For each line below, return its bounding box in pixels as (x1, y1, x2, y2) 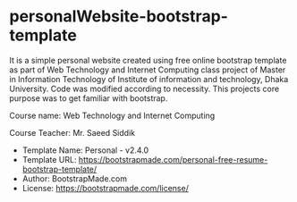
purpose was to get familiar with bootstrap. (9, 92, 168, 104)
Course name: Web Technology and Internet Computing (9, 110, 216, 121)
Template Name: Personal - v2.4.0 (21, 145, 149, 156)
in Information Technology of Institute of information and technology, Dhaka (9, 73, 289, 84)
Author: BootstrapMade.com (21, 173, 128, 184)
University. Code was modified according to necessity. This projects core (9, 83, 280, 94)
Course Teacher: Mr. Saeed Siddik (9, 127, 136, 138)
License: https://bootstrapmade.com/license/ (21, 182, 190, 193)
